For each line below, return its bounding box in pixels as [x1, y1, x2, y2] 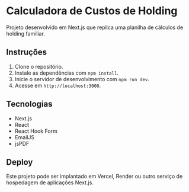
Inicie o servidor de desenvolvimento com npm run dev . [14, 75, 150, 82]
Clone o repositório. [14, 63, 63, 70]
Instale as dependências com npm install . [14, 69, 119, 76]
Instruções [6, 47, 47, 57]
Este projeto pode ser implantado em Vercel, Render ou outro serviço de [6, 173, 183, 180]
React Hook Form [14, 127, 57, 135]
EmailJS [14, 133, 35, 140]
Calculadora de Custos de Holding [6, 4, 178, 18]
